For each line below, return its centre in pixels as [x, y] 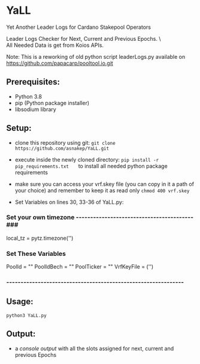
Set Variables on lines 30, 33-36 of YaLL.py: [69, 202]
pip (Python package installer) [52, 103]
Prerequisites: [33, 82]
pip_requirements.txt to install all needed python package [91, 166]
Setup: [19, 128]
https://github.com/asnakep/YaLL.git [62, 148]
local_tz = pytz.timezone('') [40, 238]
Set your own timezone [40, 217]
